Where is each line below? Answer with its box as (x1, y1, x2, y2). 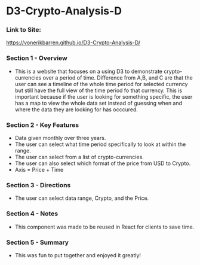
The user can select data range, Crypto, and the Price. (14, 194, 149, 202)
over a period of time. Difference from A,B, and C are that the (42, 74, 193, 81)
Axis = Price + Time (14, 166, 64, 173)
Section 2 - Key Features (6, 121, 79, 129)
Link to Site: (6, 26, 42, 34)
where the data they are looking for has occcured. (14, 106, 139, 113)
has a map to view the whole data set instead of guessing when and (14, 99, 183, 106)
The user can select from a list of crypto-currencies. (14, 154, 144, 161)
